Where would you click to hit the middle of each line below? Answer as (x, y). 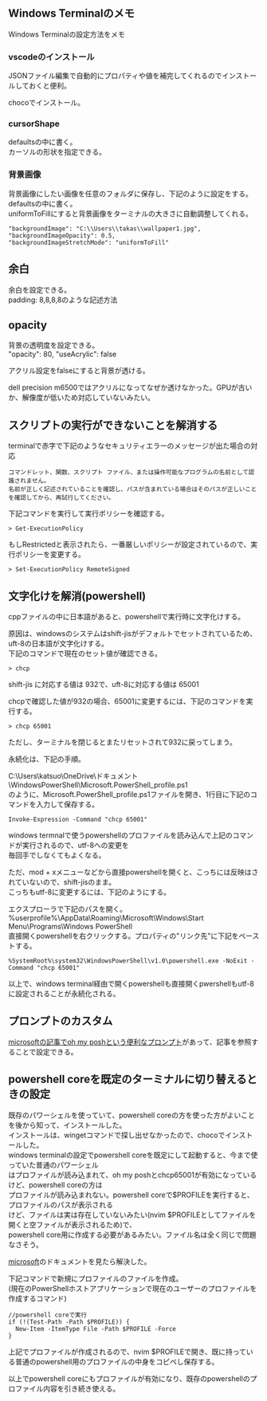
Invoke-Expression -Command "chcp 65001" (78, 819)
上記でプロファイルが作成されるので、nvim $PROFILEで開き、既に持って (128, 1352)
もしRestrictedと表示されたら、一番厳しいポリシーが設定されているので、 (130, 544)
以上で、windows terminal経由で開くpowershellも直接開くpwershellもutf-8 (132, 983)
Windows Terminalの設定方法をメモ (67, 34)
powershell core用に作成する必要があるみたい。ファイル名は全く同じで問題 (132, 1234)
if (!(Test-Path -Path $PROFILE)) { (69, 1322)
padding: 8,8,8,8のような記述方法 (63, 300)
